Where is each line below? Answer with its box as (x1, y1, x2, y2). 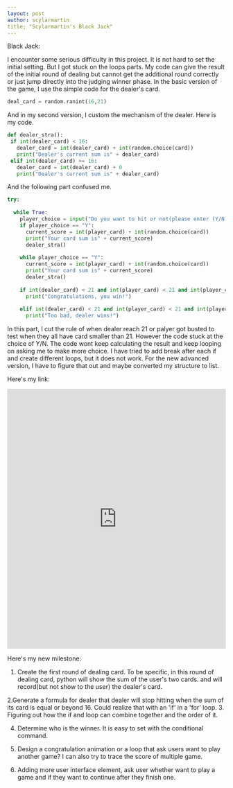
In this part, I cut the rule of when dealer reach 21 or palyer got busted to (7, 325, 215, 333)
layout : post (7, 10, 45, 17)
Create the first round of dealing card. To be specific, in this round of (17, 668, 214, 676)
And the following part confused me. (7, 183, 112, 191)
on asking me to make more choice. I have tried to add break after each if (7, 347, 217, 355)
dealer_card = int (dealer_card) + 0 (16, 164, 123, 170)
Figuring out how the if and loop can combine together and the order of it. (7, 711, 218, 719)
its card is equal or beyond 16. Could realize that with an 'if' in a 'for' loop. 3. (7, 703, 224, 711)
